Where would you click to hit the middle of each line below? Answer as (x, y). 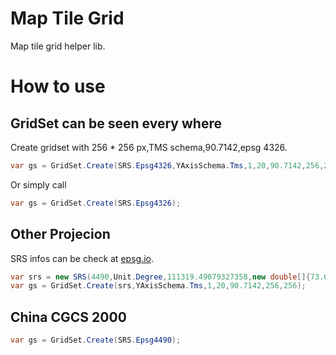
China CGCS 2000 (68, 317)
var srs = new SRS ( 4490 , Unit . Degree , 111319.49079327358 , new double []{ (160, 277)
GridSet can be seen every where (116, 123)
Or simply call (38, 184)
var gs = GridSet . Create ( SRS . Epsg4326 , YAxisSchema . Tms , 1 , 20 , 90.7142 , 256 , (167, 165)
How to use (58, 86)
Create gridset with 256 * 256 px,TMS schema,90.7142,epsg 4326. (149, 147)
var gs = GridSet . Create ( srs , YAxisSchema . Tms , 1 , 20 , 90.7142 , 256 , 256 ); (158, 286)
